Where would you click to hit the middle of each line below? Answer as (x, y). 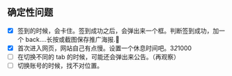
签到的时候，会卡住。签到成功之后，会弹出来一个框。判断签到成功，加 (118, 31)
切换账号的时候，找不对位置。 (60, 66)
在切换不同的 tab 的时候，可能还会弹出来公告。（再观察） (98, 56)
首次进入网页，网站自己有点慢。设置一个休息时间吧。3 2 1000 (105, 48)
